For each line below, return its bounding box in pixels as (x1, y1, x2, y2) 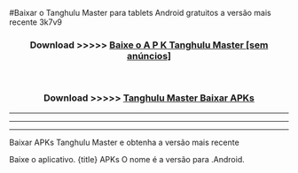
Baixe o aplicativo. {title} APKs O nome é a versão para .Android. (9, 154, 246, 164)
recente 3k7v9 (9, 17, 62, 27)
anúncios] (127, 49, 171, 62)
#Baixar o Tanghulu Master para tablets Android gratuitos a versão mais (9, 8, 272, 18)
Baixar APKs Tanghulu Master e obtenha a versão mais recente (9, 137, 239, 147)
